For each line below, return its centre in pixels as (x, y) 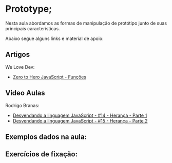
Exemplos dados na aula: (46, 137)
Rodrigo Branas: (22, 105)
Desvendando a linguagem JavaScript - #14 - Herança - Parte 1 (80, 115)
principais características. (33, 28)
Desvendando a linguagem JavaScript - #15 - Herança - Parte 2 (80, 120)
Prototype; (29, 9)
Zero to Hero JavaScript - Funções (49, 77)
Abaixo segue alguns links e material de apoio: (54, 38)
